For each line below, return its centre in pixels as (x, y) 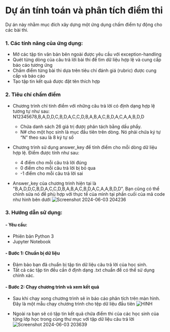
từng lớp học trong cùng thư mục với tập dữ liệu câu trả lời (73, 319)
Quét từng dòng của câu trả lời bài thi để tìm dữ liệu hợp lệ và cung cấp (87, 60)
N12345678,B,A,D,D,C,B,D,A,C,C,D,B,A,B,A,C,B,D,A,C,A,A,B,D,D (78, 116)
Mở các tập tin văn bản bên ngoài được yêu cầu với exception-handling (87, 54)
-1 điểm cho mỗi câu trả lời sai (52, 173)
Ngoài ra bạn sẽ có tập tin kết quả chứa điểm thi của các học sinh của (86, 314)
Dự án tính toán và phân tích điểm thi (84, 10)
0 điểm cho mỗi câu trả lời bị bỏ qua (58, 168)
